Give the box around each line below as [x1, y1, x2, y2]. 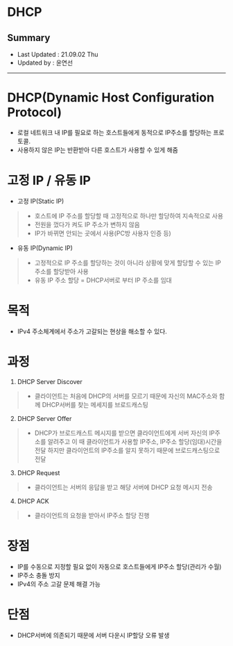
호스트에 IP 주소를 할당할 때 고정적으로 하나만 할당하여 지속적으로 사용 [34, 211, 224, 220]
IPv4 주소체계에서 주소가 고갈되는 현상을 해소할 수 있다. [17, 327, 168, 336]
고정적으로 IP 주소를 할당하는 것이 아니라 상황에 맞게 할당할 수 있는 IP [34, 258, 221, 267]
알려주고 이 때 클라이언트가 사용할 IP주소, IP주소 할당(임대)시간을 [47, 437, 223, 445]
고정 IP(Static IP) [17, 197, 64, 205]
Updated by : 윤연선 [17, 58, 74, 67]
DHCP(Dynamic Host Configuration [7, 90, 215, 106]
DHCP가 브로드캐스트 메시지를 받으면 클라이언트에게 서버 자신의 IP [34, 429, 215, 437]
